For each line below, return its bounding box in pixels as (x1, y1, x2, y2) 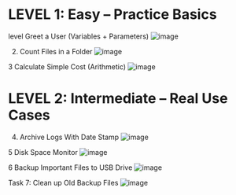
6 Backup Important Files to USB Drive (8, 163, 133, 172)
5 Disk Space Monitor (8, 147, 79, 156)
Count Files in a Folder (19, 46, 93, 56)
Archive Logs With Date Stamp (19, 132, 120, 142)
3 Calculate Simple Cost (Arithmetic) (8, 61, 127, 72)
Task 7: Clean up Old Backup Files (8, 178, 119, 187)
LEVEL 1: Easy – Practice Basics (8, 6, 218, 24)
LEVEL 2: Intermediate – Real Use (8, 90, 228, 108)
